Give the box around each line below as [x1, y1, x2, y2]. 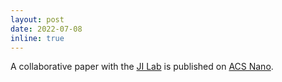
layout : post [10, 14, 65, 25]
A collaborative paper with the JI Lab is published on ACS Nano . [10, 61, 274, 73]
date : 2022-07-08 [10, 24, 83, 34]
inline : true [10, 33, 65, 43]
